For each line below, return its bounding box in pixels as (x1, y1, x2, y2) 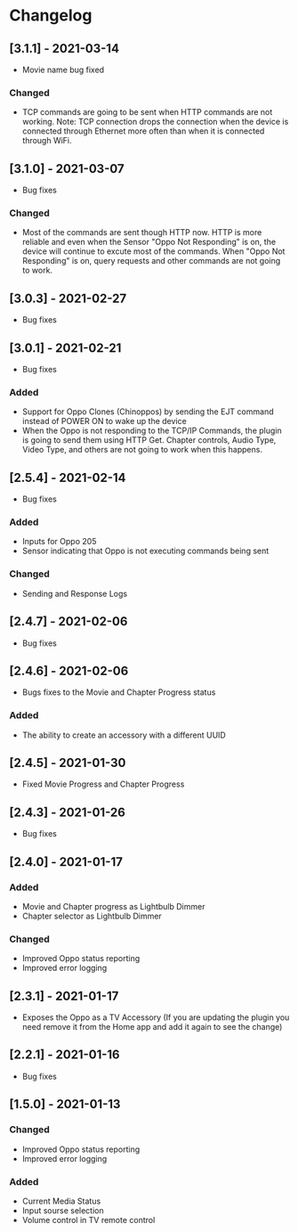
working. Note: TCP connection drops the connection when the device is (21, 117, 289, 127)
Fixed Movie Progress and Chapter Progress (21, 779, 185, 789)
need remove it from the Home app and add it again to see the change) (21, 1022, 283, 1032)
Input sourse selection (21, 1204, 104, 1216)
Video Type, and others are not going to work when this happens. (21, 445, 262, 455)
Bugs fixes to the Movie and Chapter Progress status (21, 687, 216, 698)
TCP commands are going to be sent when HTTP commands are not (21, 107, 273, 118)
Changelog (9, 5, 93, 26)
